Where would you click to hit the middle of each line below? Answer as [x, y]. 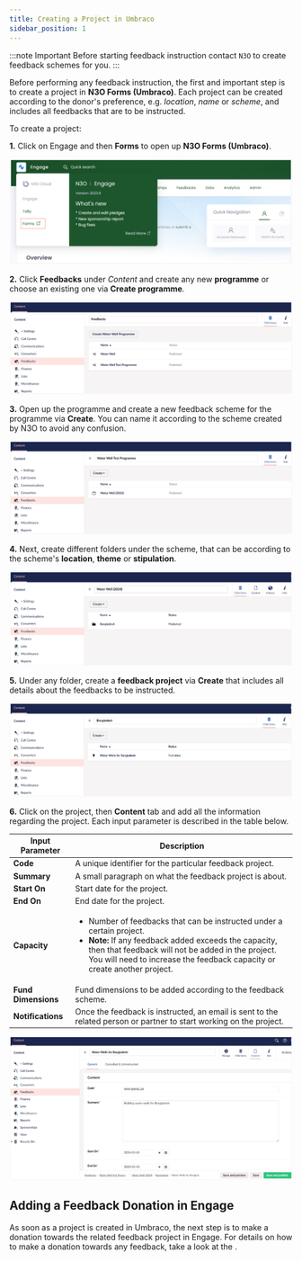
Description [182, 845]
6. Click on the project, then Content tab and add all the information [135, 811]
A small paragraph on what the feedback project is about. [181, 876]
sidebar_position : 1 [48, 28]
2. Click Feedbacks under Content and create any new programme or [139, 279]
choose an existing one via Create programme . [97, 289]
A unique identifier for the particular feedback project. [174, 863]
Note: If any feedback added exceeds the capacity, [183, 941]
